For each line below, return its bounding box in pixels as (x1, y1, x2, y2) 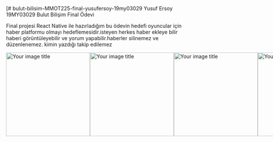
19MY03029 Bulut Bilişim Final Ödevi (6, 11, 94, 18)
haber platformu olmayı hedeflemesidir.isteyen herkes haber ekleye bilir (6, 29, 178, 35)
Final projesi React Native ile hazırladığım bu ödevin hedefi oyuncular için (6, 23, 182, 29)
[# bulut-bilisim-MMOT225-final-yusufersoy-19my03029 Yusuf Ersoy (6, 5, 173, 12)
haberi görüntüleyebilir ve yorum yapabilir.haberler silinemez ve (6, 35, 159, 41)
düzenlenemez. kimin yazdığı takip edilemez (6, 41, 113, 48)
